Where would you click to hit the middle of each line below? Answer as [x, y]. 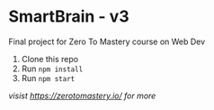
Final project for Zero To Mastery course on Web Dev [107, 41]
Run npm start [48, 78]
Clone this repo [49, 59]
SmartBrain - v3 [69, 17]
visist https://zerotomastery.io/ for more [82, 96]
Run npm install [52, 69]
